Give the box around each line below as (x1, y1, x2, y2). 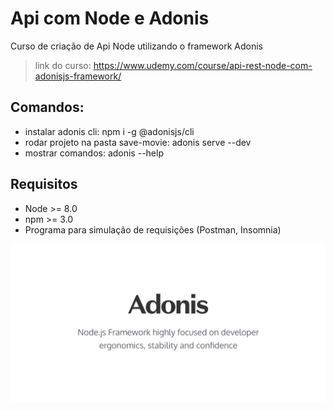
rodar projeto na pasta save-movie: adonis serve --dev (24, 136, 252, 148)
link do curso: (34, 59, 92, 71)
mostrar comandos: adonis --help (24, 147, 164, 159)
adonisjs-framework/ (34, 70, 122, 82)
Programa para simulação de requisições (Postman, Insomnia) (24, 223, 282, 236)
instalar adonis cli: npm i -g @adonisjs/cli (24, 125, 195, 137)
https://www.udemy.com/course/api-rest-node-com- (93, 59, 313, 71)
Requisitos (10, 176, 78, 193)
